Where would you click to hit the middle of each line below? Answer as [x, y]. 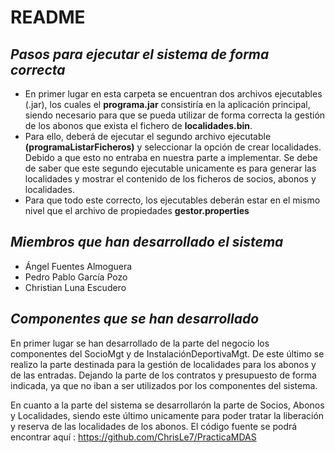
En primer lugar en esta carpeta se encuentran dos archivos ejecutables [173, 94]
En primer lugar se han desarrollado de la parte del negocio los [140, 343]
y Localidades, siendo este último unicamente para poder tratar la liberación [167, 415]
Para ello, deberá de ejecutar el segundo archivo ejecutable [148, 136]
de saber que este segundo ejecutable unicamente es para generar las [170, 168]
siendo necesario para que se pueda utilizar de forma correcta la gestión [175, 115]
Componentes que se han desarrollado [135, 319]
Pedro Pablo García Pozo [76, 277]
